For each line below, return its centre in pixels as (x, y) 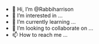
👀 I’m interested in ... (37, 15)
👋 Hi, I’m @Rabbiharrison (43, 9)
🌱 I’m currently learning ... (44, 22)
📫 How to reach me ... (40, 35)
